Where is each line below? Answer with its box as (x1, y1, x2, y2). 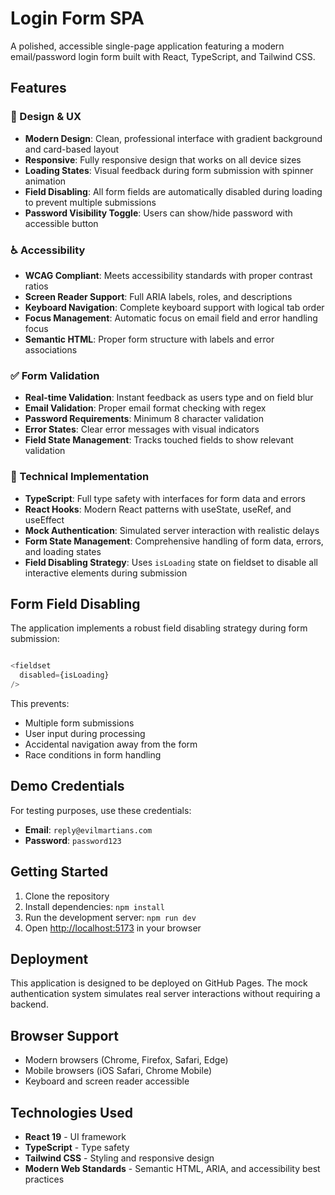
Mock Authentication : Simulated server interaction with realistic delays (24, 524, 320, 536)
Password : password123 (24, 834, 122, 846)
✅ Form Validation (10, 368, 100, 382)
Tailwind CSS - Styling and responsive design (24, 1152, 215, 1164)
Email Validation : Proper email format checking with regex (24, 402, 267, 414)
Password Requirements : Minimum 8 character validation (24, 413, 264, 425)
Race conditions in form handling (24, 748, 162, 761)
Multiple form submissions (24, 717, 135, 729)
